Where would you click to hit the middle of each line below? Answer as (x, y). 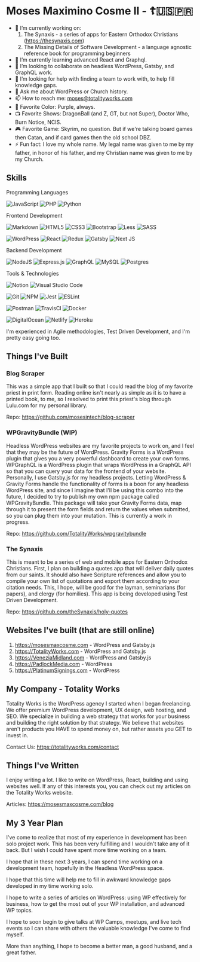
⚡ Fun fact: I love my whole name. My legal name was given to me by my (104, 144)
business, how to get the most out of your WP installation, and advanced (96, 904)
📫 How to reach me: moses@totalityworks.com (74, 98)
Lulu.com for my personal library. (47, 405)
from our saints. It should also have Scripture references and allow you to (96, 575)
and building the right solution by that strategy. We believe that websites (95, 722)
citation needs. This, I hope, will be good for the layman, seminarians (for (96, 588)
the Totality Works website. (40, 793)
